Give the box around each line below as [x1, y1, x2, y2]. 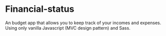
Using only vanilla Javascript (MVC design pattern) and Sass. [5, 25, 131, 31]
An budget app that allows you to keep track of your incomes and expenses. [5, 20, 162, 26]
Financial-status [5, 3, 75, 15]
